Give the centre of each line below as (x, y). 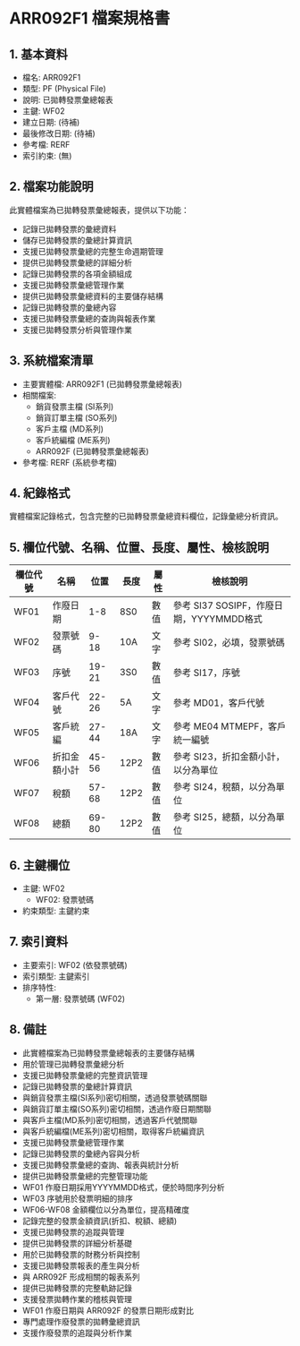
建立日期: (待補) (51, 122)
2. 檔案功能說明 (51, 187)
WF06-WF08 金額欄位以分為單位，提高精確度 (106, 1209)
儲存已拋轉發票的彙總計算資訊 (77, 240)
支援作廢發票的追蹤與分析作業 (77, 1333)
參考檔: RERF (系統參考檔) (70, 462)
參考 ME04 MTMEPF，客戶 (229, 726)
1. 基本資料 (39, 54)
